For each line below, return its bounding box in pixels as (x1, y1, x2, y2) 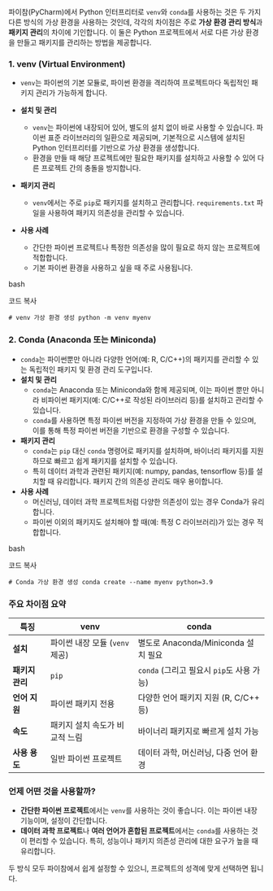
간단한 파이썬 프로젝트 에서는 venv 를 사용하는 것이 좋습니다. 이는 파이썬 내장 (19, 806, 258, 815)
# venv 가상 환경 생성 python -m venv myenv (8, 314, 152, 322)
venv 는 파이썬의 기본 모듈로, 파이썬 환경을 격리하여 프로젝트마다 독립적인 (19, 78, 250, 88)
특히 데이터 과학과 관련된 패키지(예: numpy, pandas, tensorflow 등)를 (32, 466, 254, 476)
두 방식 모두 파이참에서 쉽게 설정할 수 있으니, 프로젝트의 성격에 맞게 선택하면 (8, 863, 249, 873)
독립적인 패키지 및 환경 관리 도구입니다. (28, 365, 153, 374)
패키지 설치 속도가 (50, 719, 115, 731)
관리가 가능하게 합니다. (35, 88, 108, 98)
